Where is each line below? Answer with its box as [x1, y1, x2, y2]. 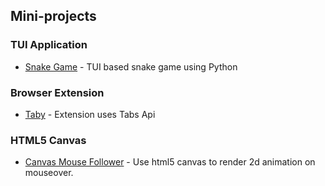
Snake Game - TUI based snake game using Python [24, 60, 238, 73]
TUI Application [10, 38, 88, 52]
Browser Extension [10, 85, 105, 99]
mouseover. [24, 167, 74, 179]
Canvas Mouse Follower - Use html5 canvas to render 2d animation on [24, 156, 316, 168]
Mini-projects [10, 8, 97, 25]
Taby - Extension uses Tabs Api [24, 108, 156, 120]
